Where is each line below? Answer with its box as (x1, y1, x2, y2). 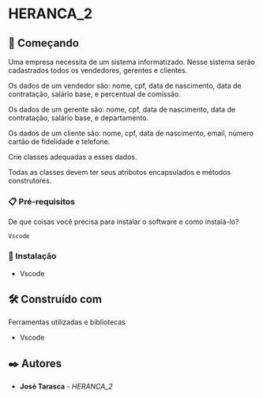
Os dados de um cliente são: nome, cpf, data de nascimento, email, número (8, 128, 254, 138)
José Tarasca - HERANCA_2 (19, 381, 113, 392)
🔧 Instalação (8, 251, 57, 262)
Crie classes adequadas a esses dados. (8, 152, 137, 161)
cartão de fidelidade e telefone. (8, 137, 111, 146)
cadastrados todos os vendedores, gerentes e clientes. (8, 66, 188, 75)
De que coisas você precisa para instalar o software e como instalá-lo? (8, 217, 239, 226)
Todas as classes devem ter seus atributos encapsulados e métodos (8, 168, 231, 176)
